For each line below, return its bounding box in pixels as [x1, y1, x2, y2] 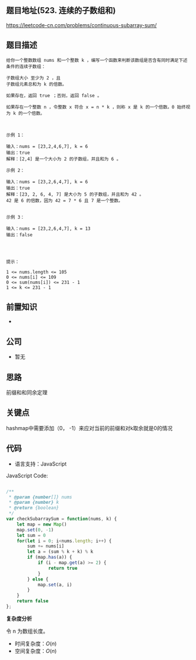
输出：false [6, 232, 33, 237]
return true [48, 565, 78, 571]
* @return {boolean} [8, 505, 59, 511]
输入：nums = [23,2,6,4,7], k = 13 [6, 226, 91, 232]
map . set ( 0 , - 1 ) [16, 527, 54, 533]
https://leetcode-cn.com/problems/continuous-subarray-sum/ [6, 21, 157, 28]
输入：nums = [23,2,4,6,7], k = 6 [6, 143, 88, 149]
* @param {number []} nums [8, 494, 72, 500]
